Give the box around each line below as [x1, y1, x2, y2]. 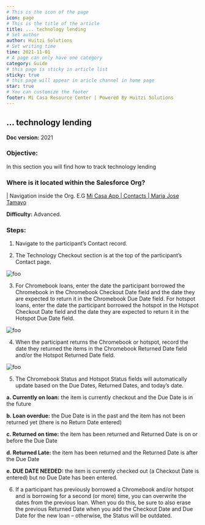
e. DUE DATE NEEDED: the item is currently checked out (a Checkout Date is [6, 467, 199, 475]
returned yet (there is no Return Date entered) [6, 419, 122, 426]
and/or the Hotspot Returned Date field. [15, 351, 115, 359]
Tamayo [6, 199, 26, 206]
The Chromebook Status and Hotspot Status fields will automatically [15, 375, 188, 383]
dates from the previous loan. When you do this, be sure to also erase [15, 499, 191, 507]
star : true [6, 84, 34, 90]
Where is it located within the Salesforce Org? [6, 178, 146, 187]
